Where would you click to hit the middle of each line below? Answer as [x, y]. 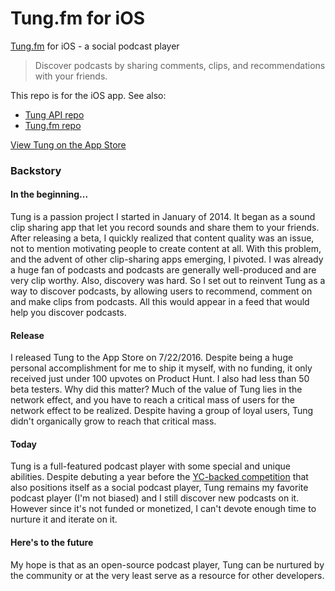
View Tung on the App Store [68, 144]
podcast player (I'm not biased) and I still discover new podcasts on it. [155, 498]
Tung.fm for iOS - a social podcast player [95, 46]
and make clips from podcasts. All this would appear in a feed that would [160, 302]
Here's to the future [52, 543]
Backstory [36, 170]
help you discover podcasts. [68, 313]
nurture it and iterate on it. [64, 519]
